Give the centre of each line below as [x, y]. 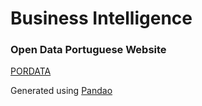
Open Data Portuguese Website [88, 50]
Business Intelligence [101, 18]
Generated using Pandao [61, 91]
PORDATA [31, 71]
